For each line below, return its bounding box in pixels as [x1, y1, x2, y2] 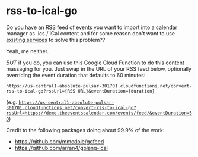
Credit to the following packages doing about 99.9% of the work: [6, 126, 165, 133]
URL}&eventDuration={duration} [78, 88, 155, 94]
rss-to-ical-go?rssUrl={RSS [6, 88, 76, 94]
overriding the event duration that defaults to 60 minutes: [6, 71, 146, 78]
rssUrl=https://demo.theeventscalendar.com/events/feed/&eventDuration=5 [6, 110, 193, 116]
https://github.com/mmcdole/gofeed [14, 138, 104, 145]
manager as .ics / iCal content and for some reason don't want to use [6, 30, 175, 37]
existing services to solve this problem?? [6, 36, 106, 43]
